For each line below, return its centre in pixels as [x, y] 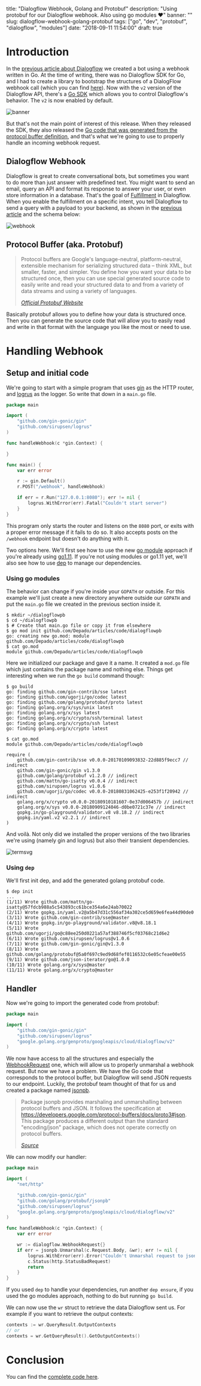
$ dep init [20, 892]
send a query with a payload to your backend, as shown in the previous [94, 208]
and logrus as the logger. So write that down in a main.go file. [81, 394]
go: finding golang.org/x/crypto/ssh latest [63, 723]
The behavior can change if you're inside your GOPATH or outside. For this [95, 591]
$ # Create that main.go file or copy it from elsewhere [79, 626]
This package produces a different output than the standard [95, 1121]
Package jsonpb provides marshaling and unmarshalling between [101, 1102]
